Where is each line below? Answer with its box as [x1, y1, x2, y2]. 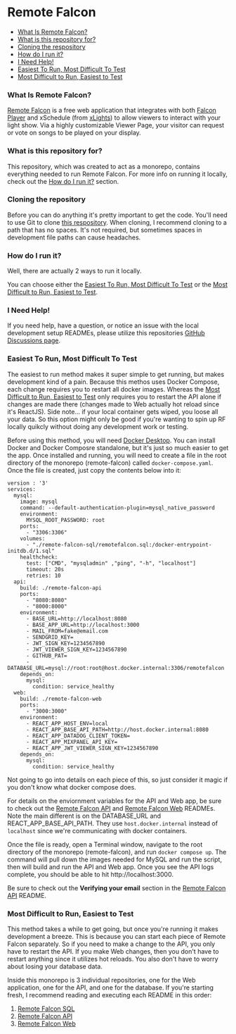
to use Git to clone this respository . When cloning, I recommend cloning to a [7, 218, 227, 226]
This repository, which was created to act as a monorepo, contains [7, 162, 200, 170]
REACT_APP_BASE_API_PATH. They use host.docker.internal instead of [7, 818, 218, 828]
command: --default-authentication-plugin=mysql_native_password [20, 504, 216, 511]
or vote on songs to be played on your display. [7, 128, 142, 137]
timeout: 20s [25, 566, 65, 573]
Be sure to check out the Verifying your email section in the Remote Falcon [7, 883, 226, 892]
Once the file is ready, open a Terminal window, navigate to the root [7, 840, 203, 849]
